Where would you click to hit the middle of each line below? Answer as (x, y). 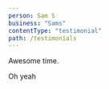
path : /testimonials (43, 38)
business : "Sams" (37, 23)
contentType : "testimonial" (55, 30)
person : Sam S (32, 16)
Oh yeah (22, 76)
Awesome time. (34, 61)
